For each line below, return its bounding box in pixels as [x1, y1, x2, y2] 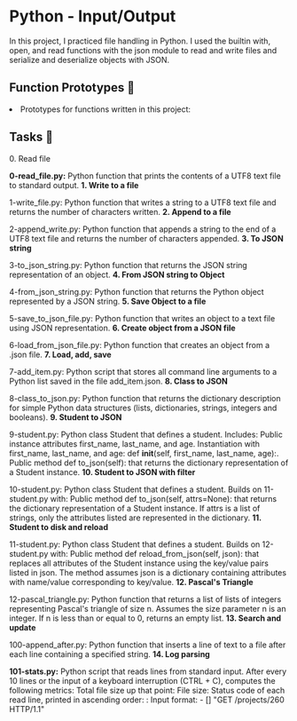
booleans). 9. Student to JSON [9, 411, 122, 423]
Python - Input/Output [9, 6, 176, 27]
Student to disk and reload [9, 521, 109, 532]
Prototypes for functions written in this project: [20, 104, 191, 115]
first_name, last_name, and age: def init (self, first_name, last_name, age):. [9, 448, 279, 458]
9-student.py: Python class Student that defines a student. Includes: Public [9, 429, 284, 440]
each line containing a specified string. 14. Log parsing [9, 648, 210, 659]
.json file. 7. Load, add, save [9, 349, 113, 360]
